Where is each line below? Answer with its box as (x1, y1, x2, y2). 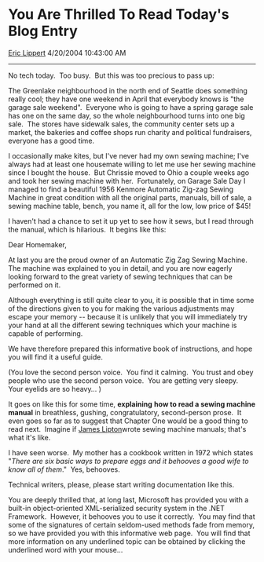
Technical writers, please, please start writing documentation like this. (8, 480, 234, 489)
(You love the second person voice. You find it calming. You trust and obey (8, 367, 254, 377)
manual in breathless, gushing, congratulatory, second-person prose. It (8, 407, 242, 417)
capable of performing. (8, 328, 83, 338)
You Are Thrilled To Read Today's (8, 5, 229, 24)
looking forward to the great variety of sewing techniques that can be (8, 272, 233, 281)
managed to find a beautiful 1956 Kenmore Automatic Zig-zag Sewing (8, 184, 234, 194)
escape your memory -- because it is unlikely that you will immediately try (8, 312, 247, 321)
